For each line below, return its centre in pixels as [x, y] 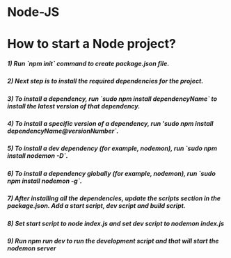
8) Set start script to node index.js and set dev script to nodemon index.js [116, 223]
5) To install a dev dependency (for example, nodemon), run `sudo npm [112, 148]
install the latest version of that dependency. [74, 106]
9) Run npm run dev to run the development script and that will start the [113, 241]
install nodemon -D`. [38, 156]
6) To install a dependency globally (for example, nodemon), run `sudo [111, 173]
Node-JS [33, 12]
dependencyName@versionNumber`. [63, 131]
